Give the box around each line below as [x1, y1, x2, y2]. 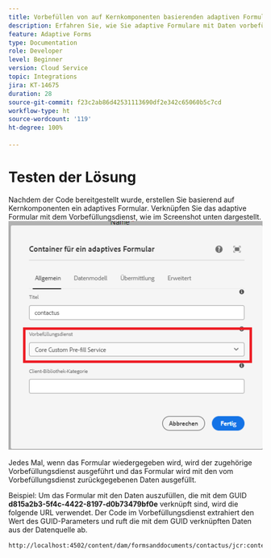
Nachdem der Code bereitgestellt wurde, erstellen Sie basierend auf [8, 195, 236, 204]
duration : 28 [8, 90, 52, 98]
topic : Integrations [8, 73, 78, 81]
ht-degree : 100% [8, 124, 63, 132]
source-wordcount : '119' [8, 115, 92, 124]
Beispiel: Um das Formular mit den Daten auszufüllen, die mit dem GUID [8, 491, 248, 501]
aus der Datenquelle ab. [8, 525, 88, 535]
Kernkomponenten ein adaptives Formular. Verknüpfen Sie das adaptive [8, 203, 248, 213]
